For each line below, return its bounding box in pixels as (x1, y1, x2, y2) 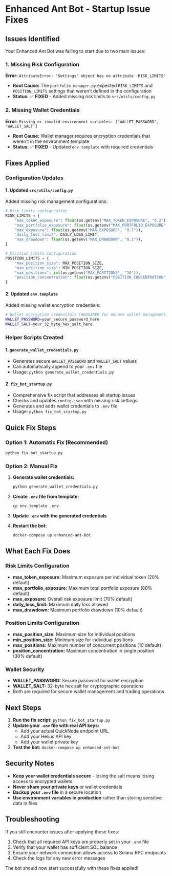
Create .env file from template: (12, 494, 79, 500)
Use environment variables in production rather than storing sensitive (12, 794, 162, 800)
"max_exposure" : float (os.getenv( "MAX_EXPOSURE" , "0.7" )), (14, 227, 143, 233)
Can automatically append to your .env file (12, 363, 102, 370)
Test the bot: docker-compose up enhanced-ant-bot (12, 744, 120, 750)
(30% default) (12, 653, 42, 659)
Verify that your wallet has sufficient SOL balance (12, 844, 117, 850)
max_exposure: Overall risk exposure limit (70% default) (12, 595, 133, 602)
